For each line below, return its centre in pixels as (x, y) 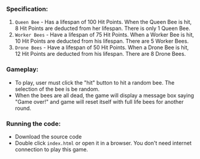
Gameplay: (22, 70)
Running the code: (34, 124)
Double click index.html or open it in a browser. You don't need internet (103, 143)
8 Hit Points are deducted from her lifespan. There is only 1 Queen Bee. (102, 28)
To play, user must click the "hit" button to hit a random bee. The (95, 82)
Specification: (27, 9)
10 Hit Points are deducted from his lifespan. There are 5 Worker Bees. (102, 41)
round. (23, 108)
